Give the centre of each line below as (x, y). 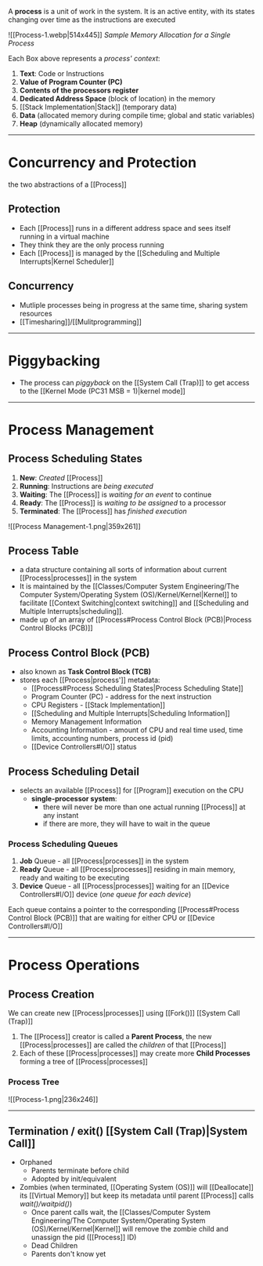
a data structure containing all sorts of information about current (123, 570)
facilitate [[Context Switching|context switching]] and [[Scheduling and (134, 603)
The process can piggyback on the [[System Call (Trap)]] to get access (134, 382)
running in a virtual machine (64, 236)
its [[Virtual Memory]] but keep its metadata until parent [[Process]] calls (137, 1195)
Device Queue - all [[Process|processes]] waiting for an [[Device (124, 886)
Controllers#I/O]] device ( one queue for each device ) (105, 895)
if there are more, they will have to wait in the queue (126, 823)
